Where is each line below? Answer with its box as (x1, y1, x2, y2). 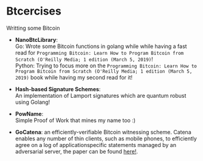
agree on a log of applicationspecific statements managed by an (15, 141, 176, 148)
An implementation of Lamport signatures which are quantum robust (15, 92, 187, 99)
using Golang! (15, 98, 50, 106)
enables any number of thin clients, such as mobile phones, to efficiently (15, 135, 198, 142)
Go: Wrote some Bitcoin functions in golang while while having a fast (15, 43, 187, 50)
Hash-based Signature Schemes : (15, 85, 101, 92)
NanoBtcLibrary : (15, 36, 58, 43)
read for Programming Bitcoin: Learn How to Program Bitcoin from (15, 49, 184, 56)
